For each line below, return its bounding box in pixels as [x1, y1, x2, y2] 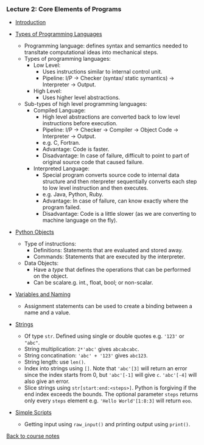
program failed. [42, 204, 81, 211]
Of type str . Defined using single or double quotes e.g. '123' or [24, 333, 185, 340]
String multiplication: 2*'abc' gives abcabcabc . [24, 345, 139, 353]
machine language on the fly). [42, 216, 118, 224]
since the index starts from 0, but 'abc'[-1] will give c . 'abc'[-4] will [24, 371, 197, 379]
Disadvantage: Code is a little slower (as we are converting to [42, 210, 197, 218]
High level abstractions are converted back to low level [42, 113, 180, 120]
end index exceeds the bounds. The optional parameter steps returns [24, 391, 199, 398]
